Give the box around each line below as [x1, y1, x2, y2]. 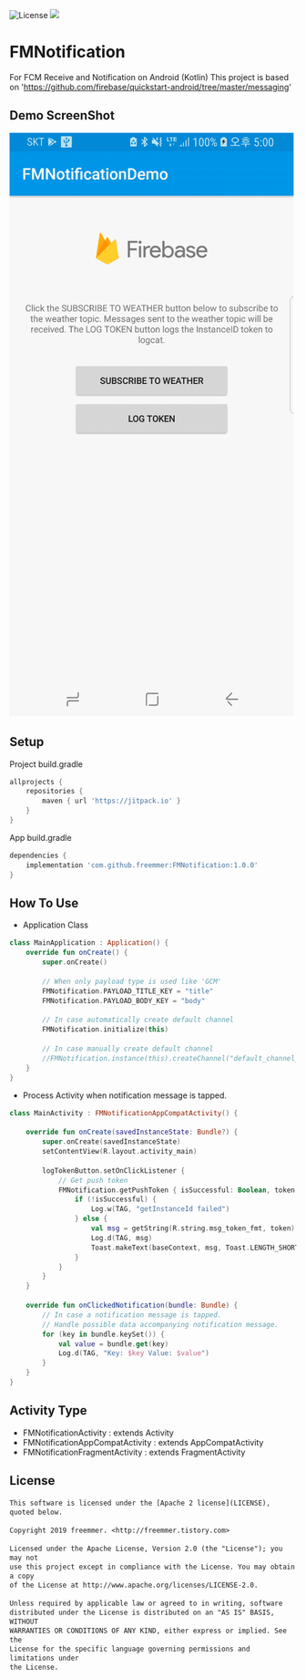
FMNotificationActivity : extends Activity [22, 1427, 175, 1438]
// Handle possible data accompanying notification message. [42, 1320, 280, 1329]
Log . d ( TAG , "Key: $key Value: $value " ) [57, 1349, 209, 1358]
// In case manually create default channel [42, 1044, 214, 1053]
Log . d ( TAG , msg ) [90, 1233, 153, 1242]
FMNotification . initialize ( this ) [42, 1025, 169, 1034]
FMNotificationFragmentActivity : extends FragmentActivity [22, 1446, 246, 1457]
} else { [74, 1214, 107, 1224]
